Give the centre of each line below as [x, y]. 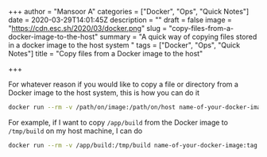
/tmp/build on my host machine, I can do [75, 131]
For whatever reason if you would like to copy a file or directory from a [123, 84]
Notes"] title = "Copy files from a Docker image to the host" [106, 54]
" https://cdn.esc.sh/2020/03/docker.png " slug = [88, 28]
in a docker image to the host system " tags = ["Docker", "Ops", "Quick [124, 45]
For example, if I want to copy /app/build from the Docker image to [118, 122]
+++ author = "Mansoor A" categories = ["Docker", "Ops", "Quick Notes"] [129, 11]
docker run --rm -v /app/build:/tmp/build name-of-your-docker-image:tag [133, 145]
